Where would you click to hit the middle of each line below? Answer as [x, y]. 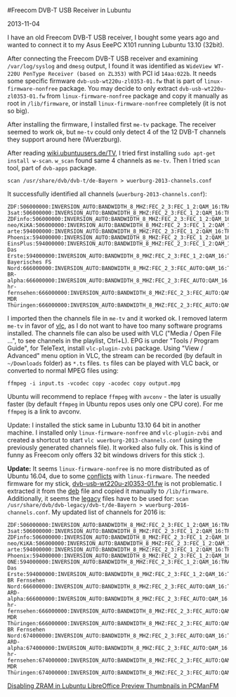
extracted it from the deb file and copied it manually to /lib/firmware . [108, 491]
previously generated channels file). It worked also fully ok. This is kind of [114, 447]
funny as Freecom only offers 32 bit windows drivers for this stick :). [106, 455]
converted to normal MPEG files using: [63, 371]
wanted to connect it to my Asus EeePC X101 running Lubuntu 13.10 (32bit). [116, 45]
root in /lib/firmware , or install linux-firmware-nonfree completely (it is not [117, 103]
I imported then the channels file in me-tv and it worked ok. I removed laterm [117, 318]
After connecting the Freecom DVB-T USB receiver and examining [103, 58]
